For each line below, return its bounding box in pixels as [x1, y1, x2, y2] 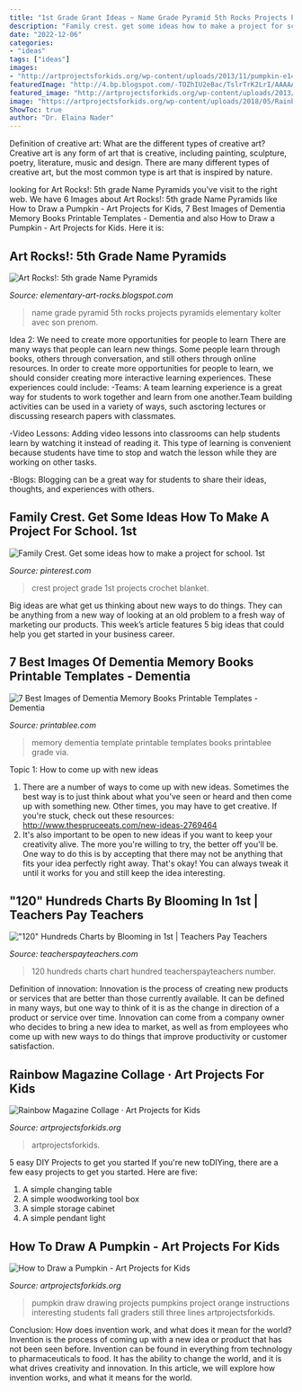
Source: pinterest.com [9, 565, 92, 576]
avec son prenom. [31, 317, 99, 327]
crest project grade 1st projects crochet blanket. [31, 582, 209, 593]
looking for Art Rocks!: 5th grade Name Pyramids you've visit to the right [9, 184, 278, 195]
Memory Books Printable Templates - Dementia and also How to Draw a [9, 213, 276, 224]
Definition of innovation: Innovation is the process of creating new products [9, 984, 289, 995]
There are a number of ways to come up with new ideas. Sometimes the [22, 781, 289, 792]
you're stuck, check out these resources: [22, 810, 174, 821]
